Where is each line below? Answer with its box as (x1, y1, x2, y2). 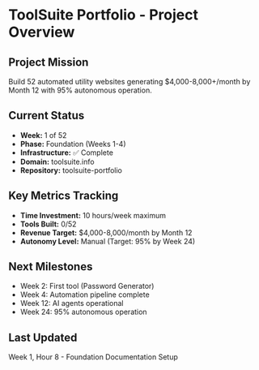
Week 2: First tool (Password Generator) (19, 282, 155, 291)
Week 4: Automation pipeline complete (19, 290, 150, 299)
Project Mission (8, 55, 89, 69)
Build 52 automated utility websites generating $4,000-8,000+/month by (8, 77, 251, 86)
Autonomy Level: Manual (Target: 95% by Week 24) (19, 236, 196, 246)
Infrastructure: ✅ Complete (19, 148, 113, 157)
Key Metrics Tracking (8, 189, 119, 203)
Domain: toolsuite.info (19, 157, 95, 166)
